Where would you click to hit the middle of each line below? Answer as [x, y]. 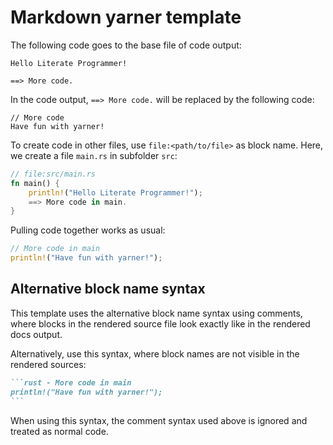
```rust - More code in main [71, 382]
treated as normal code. [59, 431]
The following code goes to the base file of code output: [126, 45]
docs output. [36, 334]
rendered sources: [48, 364]
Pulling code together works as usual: [88, 230]
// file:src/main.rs [53, 174]
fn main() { [35, 183]
